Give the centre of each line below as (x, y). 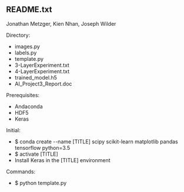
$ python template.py (41, 183)
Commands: (21, 172)
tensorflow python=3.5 (42, 148)
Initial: (13, 130)
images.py (27, 46)
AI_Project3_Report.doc (43, 84)
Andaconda (29, 106)
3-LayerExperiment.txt (42, 65)
